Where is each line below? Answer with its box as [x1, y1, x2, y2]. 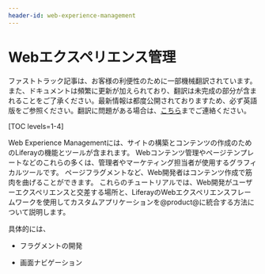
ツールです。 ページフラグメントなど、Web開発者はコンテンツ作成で [21, 167, 246, 177]
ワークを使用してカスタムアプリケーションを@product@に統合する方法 [14, 197, 248, 207]
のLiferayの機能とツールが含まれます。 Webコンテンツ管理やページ [8, 147, 227, 157]
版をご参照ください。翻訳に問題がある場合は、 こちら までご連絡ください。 [8, 105, 251, 115]
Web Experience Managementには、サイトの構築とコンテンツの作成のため [8, 138, 252, 147]
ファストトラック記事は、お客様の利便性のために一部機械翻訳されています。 [8, 76, 257, 86]
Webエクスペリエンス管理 [8, 48, 176, 66]
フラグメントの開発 [19, 241, 83, 250]
